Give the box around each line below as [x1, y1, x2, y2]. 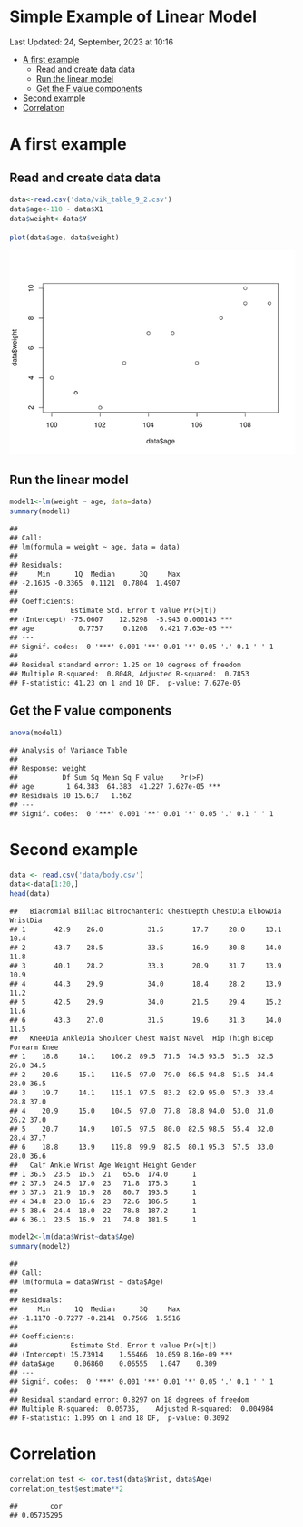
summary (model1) [9, 507, 71, 516]
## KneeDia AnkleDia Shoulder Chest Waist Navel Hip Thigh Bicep [9, 1034, 274, 1044]
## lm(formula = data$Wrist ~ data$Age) [9, 1277, 165, 1287]
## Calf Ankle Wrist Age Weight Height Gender [9, 1161, 197, 1171]
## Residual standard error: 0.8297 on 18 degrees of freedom [9, 1395, 249, 1405]
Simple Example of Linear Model [9, 6, 257, 27]
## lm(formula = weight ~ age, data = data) [9, 542, 181, 551]
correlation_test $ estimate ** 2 [9, 1484, 124, 1493]
